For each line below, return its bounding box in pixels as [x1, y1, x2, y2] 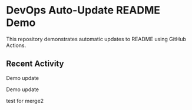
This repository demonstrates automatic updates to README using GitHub [6, 35, 187, 42]
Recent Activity [6, 59, 64, 69]
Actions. [6, 42, 27, 49]
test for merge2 [6, 97, 44, 104]
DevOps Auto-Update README [6, 4, 161, 17]
